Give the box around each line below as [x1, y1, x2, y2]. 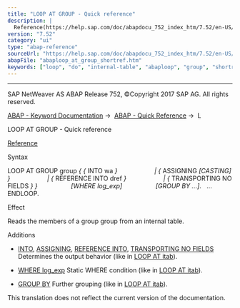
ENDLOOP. [7, 189, 39, 197]
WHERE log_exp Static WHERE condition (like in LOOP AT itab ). [17, 265, 203, 274]
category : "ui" [7, 37, 53, 44]
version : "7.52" [7, 30, 56, 38]
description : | [7, 17, 53, 24]
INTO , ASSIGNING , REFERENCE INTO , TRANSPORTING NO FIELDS [17, 244, 214, 253]
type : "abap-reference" [7, 43, 79, 51]
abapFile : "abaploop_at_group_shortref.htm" [7, 57, 142, 64]
